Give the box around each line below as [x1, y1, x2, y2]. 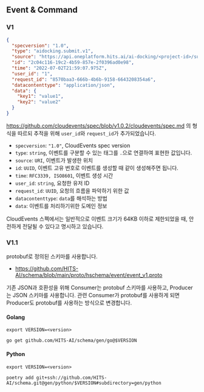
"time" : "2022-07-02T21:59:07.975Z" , [12, 65, 107, 72]
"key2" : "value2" [17, 99, 61, 105]
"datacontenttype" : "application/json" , [12, 82, 115, 88]
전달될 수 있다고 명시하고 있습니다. [22, 222, 104, 230]
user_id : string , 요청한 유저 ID [15, 179, 90, 187]
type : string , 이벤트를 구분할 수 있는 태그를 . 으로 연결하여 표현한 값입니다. [15, 149, 192, 156]
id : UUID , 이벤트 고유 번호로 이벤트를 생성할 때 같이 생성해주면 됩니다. [15, 164, 179, 171]
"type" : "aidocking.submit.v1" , [12, 48, 94, 54]
